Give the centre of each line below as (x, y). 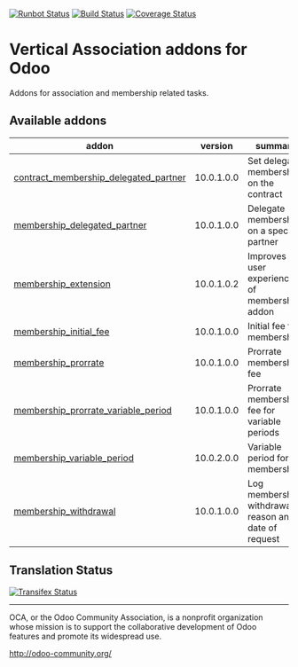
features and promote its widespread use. (86, 636)
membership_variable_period (74, 458)
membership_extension (62, 284)
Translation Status (61, 571)
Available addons (58, 121)
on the (261, 183)
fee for (261, 410)
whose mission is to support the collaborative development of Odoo (133, 626)
